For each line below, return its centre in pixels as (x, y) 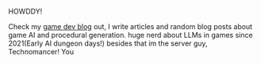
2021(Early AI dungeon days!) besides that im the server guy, (108, 43)
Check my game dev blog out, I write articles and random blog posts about (130, 26)
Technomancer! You (41, 52)
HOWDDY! (25, 11)
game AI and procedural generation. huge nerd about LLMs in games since (130, 35)
